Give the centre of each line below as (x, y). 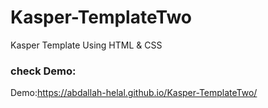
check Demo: (43, 71)
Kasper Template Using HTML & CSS (86, 45)
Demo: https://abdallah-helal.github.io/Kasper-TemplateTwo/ (134, 93)
